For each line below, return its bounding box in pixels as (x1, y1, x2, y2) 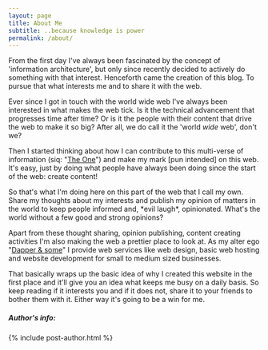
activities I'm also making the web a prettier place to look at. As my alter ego (8, 237, 260, 246)
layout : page (8, 11, 52, 20)
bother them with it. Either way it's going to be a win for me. (8, 295, 206, 304)
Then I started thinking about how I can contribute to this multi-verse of (8, 146, 244, 156)
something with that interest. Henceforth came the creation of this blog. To (8, 73, 254, 82)
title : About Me (8, 19, 62, 27)
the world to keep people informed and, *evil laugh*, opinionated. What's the (8, 205, 261, 214)
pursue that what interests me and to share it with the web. (8, 82, 202, 91)
